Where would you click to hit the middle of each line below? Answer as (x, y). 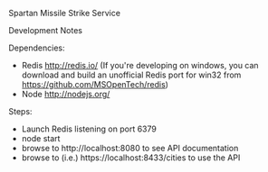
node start (41, 138)
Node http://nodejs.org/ (66, 94)
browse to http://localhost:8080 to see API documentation (130, 148)
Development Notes (46, 30)
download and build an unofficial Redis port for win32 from (131, 75)
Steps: (20, 111)
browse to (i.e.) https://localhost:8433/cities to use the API (131, 158)
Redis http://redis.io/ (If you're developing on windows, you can (140, 65)
